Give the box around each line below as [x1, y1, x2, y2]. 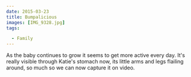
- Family [11, 36, 33, 42]
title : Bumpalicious [6, 14, 58, 20]
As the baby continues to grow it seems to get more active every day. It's [6, 52, 186, 59]
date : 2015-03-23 [6, 8, 49, 15]
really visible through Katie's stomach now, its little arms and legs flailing [6, 58, 184, 65]
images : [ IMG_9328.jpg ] [6, 19, 65, 25]
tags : [6, 25, 20, 31]
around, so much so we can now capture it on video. [6, 64, 135, 71]
